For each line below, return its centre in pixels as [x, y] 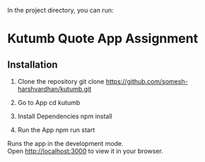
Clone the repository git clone [61, 81]
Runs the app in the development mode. [65, 143]
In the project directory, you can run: [60, 10]
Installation [33, 64]
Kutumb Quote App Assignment [103, 39]
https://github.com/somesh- [147, 81]
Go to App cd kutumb [49, 102]
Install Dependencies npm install [65, 116]
